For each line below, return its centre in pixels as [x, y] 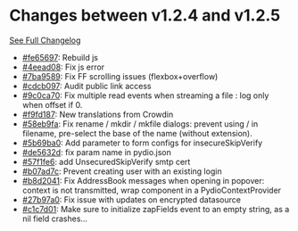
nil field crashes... [54, 219]
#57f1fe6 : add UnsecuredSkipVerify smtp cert [106, 161]
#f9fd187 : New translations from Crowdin [98, 114]
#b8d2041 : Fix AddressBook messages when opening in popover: [143, 180]
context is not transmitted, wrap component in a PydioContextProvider [152, 190]
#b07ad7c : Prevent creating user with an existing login [122, 171]
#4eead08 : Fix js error [63, 67]
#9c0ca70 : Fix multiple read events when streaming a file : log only [145, 95]
